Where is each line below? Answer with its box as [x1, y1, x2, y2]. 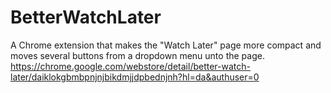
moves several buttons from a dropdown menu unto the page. [10, 49, 265, 61]
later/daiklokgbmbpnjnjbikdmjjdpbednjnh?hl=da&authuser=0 [10, 71, 260, 83]
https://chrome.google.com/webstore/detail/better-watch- [10, 60, 251, 72]
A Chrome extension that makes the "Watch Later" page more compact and [10, 39, 322, 51]
